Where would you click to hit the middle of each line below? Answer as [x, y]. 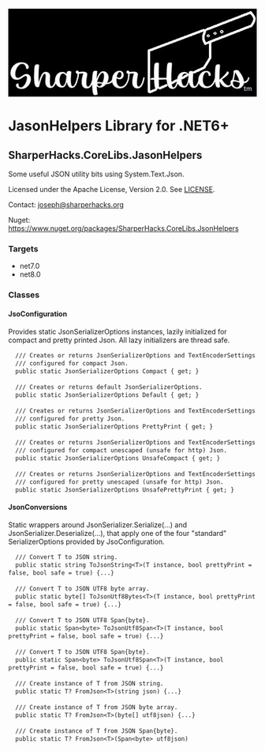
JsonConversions [38, 508]
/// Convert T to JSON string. [67, 557]
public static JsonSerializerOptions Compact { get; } [107, 371]
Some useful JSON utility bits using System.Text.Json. [96, 174]
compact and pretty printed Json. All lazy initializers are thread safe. [119, 340]
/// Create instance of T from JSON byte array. [97, 707]
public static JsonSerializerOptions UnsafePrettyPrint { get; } [125, 490]
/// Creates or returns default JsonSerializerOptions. [109, 387]
